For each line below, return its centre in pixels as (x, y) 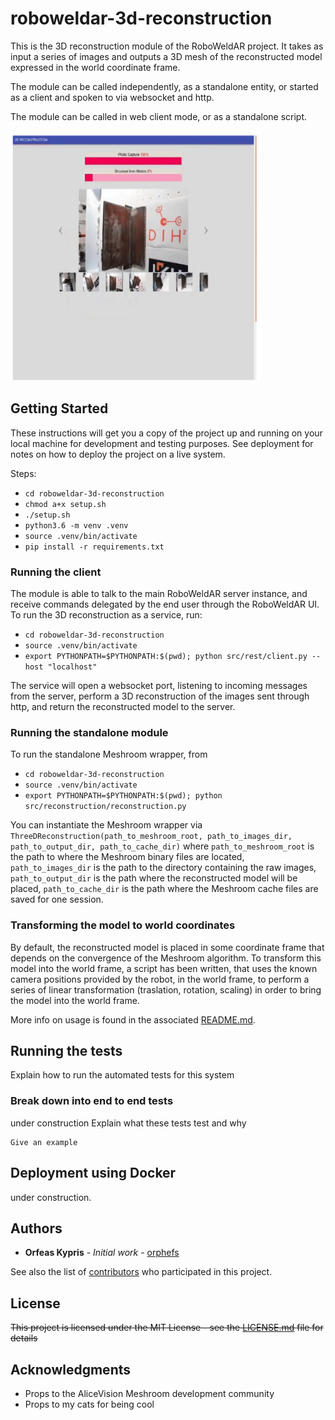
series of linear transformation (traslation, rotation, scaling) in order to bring (166, 989)
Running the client (56, 572)
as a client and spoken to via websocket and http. (112, 97)
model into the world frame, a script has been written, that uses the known (164, 968)
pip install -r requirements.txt (94, 547)
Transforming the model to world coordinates (123, 925)
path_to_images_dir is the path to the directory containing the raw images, (163, 868)
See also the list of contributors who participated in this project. (141, 1272)
